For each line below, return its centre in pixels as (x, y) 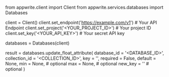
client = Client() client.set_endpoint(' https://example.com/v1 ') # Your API (81, 23)
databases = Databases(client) (37, 43)
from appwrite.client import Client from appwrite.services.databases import (84, 7)
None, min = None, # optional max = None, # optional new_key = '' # (77, 64)
